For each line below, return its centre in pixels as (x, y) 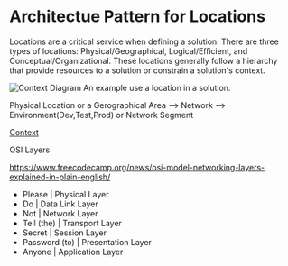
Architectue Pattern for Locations (138, 17)
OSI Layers (30, 150)
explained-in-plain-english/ (60, 177)
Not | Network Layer (60, 213)
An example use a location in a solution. (157, 87)
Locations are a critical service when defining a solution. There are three (144, 41)
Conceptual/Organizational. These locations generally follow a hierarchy (144, 60)
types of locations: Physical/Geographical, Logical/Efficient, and (129, 50)
